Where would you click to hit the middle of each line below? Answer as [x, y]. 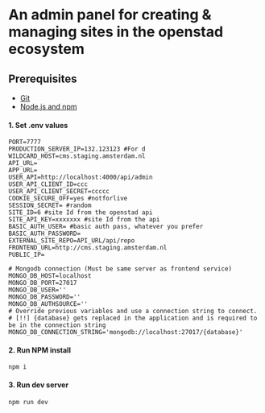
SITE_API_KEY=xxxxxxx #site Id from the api [84, 220]
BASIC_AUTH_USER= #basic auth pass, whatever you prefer [106, 227]
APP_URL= [23, 171]
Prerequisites [43, 78]
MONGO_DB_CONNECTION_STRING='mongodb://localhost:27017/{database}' [126, 332]
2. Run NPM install [39, 350]
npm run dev [28, 402]
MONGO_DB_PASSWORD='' [45, 297]
